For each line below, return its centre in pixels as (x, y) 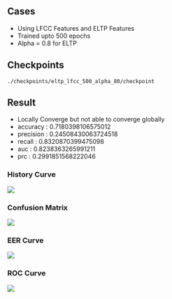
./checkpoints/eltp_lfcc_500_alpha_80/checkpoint (81, 81)
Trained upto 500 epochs (54, 36)
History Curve (31, 175)
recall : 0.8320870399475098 (61, 142)
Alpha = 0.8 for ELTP (47, 43)
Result (22, 103)
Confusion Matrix (38, 207)
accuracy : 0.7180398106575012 (64, 127)
